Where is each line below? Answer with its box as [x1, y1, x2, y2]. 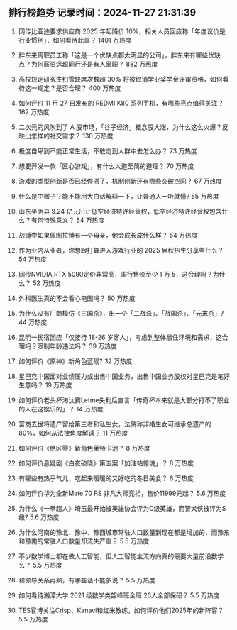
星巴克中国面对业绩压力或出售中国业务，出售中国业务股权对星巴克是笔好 [18, 372, 230, 380]
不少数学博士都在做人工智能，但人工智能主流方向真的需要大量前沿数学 [18, 552, 224, 560]
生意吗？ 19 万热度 [18, 380, 73, 389]
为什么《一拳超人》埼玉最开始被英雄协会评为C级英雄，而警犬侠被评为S [18, 504, 226, 512]
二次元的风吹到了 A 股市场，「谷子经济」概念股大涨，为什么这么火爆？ [18, 123, 223, 131]
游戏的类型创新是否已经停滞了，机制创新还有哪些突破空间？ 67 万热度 [18, 177, 223, 185]
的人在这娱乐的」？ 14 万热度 [18, 404, 104, 413]
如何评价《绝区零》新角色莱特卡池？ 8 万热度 [18, 443, 151, 452]
